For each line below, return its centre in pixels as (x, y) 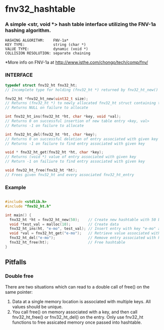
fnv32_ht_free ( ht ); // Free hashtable (67, 242)
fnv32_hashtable (40, 9)
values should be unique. (37, 307)
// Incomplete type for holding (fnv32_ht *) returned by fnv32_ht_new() (82, 90)
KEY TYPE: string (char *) (46, 45)
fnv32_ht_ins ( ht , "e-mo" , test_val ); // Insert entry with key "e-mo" (83, 229)
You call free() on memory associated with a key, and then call (75, 312)
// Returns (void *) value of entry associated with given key (71, 157)
